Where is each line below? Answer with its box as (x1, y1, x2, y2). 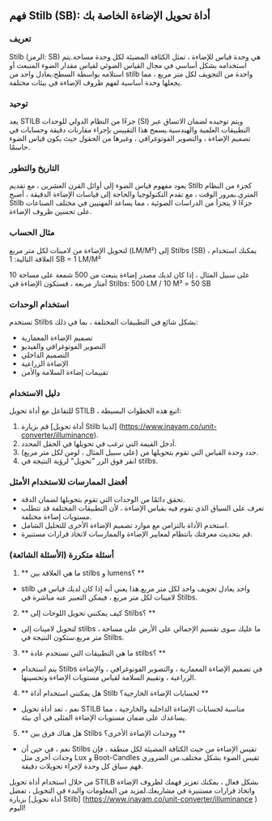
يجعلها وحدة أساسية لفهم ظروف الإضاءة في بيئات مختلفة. (9, 77, 183, 87)
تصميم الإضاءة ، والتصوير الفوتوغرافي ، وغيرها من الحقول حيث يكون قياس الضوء (9, 133, 251, 143)
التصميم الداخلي (20, 350, 70, 359)
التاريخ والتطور (9, 162, 60, 174)
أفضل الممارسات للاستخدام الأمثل (9, 476, 128, 488)
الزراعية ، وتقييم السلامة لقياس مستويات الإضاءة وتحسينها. (20, 672, 197, 682)
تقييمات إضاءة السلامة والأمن (20, 367, 108, 376)
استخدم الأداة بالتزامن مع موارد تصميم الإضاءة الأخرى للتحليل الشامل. (20, 521, 229, 531)
